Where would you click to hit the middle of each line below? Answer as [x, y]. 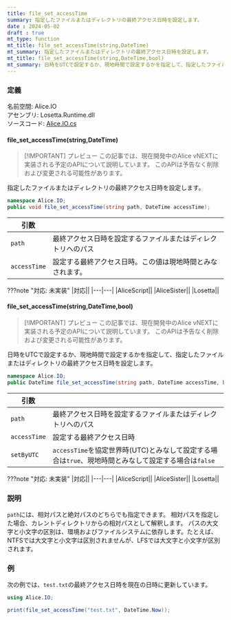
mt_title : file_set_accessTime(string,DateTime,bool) [86, 58]
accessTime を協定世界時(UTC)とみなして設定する [132, 450]
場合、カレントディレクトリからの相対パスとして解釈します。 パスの [110, 523]
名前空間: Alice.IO [32, 106]
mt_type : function [33, 39]
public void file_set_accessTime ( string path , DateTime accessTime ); [109, 207]
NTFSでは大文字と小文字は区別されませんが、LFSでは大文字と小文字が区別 [114, 540]
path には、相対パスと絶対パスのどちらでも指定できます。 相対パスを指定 [110, 515]
